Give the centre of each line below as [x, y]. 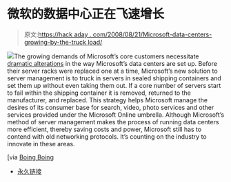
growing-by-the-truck [55, 42]
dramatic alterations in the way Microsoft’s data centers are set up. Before [112, 63]
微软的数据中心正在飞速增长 [86, 14]
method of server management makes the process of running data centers [113, 122]
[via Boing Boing [30, 157]
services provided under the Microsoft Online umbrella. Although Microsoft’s [116, 115]
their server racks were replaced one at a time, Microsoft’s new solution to [113, 71]
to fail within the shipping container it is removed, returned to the [99, 93]
